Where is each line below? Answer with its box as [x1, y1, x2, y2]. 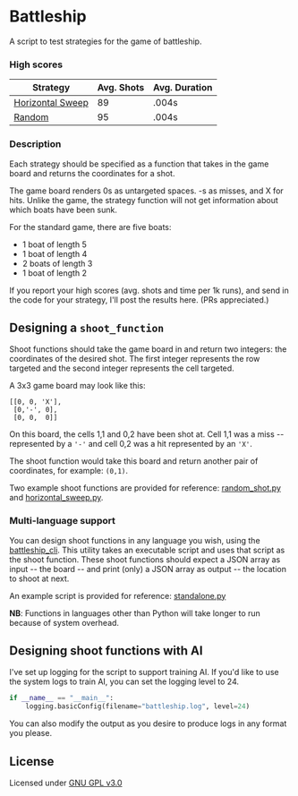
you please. [9, 728, 52, 739]
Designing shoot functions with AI [9, 643, 203, 659]
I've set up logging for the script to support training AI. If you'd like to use [9, 667, 279, 678]
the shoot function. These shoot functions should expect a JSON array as [9, 553, 281, 565]
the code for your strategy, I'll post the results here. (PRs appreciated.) [9, 294, 269, 305]
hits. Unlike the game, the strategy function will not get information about [9, 194, 279, 205]
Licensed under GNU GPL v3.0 [9, 777, 123, 789]
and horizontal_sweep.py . [9, 492, 104, 503]
